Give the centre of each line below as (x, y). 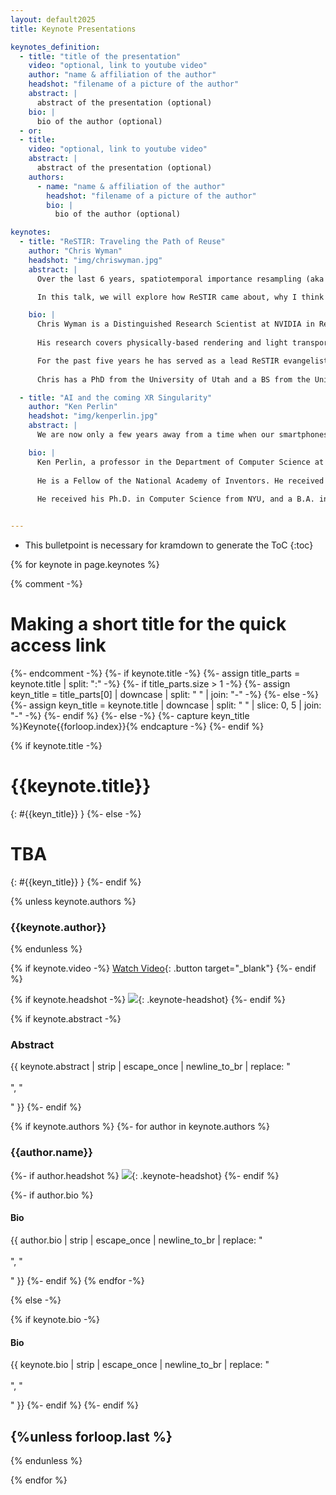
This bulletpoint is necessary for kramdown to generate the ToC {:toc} (169, 545)
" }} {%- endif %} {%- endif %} (74, 1405)
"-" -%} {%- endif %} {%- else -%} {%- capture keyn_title (130, 715)
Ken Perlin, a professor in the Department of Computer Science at (180, 462)
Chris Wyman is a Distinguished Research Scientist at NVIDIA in (175, 324)
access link (58, 645)
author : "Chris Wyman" (75, 251)
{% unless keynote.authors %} (73, 901)
